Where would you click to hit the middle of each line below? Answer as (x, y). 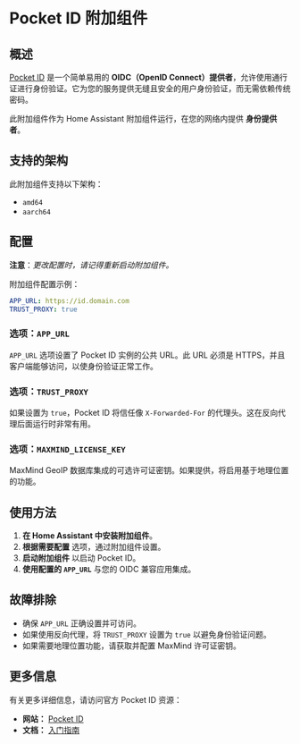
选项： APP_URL (39, 334)
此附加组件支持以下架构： (56, 183)
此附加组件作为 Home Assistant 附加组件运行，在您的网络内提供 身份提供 (143, 118)
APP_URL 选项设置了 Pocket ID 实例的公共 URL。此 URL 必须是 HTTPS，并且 (147, 355)
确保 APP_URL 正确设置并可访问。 (81, 623)
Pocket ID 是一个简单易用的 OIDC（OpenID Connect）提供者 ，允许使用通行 (149, 77)
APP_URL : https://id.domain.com (69, 300)
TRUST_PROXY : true (43, 309)
